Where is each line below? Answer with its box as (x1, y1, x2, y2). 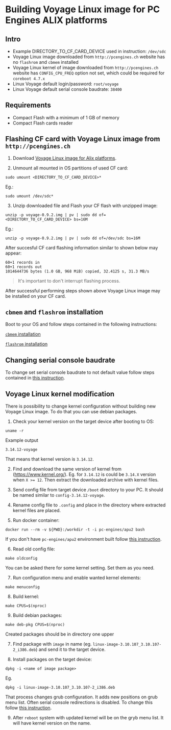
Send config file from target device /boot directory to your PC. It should (12, 487, 163, 493)
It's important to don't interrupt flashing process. (17, 278, 120, 284)
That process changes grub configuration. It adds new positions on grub (5, 694, 158, 700)
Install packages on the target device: (12, 657, 92, 663)
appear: (5, 250, 22, 256)
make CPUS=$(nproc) (5, 603, 47, 609)
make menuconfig (5, 585, 40, 590)
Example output (5, 437, 38, 443)
